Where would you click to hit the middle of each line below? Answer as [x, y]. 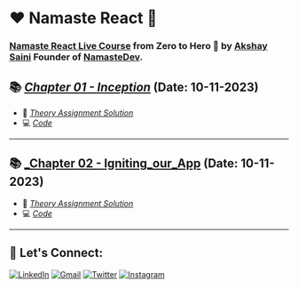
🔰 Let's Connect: [56, 253]
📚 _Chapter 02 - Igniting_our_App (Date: [124, 164]
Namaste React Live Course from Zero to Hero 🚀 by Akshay [138, 46]
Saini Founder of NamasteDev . [76, 57]
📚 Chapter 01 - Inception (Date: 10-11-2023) [134, 87]
